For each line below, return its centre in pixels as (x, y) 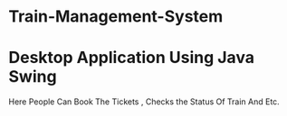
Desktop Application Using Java (132, 58)
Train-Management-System (116, 17)
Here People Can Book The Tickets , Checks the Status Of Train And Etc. (144, 102)
